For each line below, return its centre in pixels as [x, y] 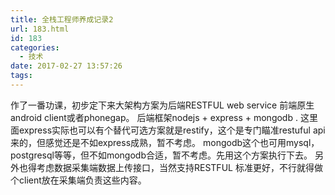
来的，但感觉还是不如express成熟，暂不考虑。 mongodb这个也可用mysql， [165, 142]
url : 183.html [40, 29]
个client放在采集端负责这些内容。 [78, 180]
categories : [35, 47]
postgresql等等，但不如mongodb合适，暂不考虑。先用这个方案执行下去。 [161, 155]
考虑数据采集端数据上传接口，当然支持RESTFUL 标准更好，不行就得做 [179, 167]
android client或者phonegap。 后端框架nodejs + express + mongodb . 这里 [164, 117]
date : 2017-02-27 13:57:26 [66, 66]
